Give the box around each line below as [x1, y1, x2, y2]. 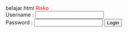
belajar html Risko [5, 5, 49, 11]
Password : [5, 19, 33, 26]
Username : [5, 11, 34, 18]
